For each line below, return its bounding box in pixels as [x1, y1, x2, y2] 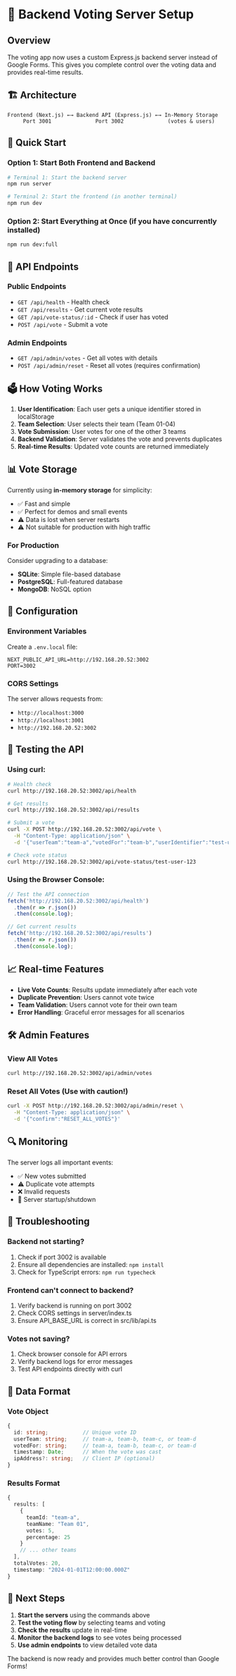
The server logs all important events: [7, 1158, 114, 1167]
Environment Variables [7, 626, 87, 636]
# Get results [7, 800, 49, 807]
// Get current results [7, 923, 77, 931]
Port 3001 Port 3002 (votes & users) [22, 118, 216, 125]
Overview [7, 35, 51, 46]
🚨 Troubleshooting [7, 1215, 90, 1228]
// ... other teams [20, 1546, 77, 1554]
